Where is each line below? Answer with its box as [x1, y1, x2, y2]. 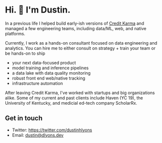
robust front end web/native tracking [12, 75, 86, 81]
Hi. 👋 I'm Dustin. [5, 4, 71, 16]
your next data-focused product [12, 60, 76, 65]
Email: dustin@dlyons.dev [12, 132, 64, 138]
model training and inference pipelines [12, 65, 89, 71]
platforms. [5, 31, 26, 36]
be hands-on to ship [5, 50, 45, 56]
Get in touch [5, 114, 43, 123]
